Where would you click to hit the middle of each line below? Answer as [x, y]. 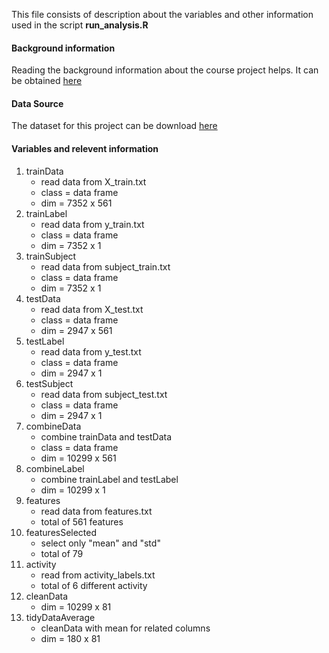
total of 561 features [82, 521]
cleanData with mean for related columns [125, 628]
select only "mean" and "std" [100, 543]
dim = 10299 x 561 [78, 458]
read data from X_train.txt [93, 181]
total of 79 [62, 553]
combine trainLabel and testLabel [109, 479]
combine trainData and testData [106, 436]
